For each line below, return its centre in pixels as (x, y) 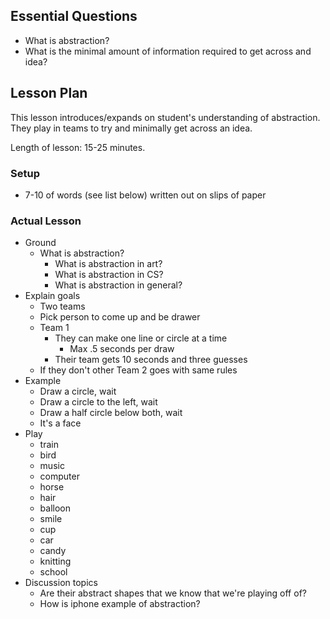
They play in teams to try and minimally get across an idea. (131, 128)
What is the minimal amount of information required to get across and (168, 51)
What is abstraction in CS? (109, 275)
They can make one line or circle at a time (141, 338)
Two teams (62, 306)
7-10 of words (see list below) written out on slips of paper (145, 195)
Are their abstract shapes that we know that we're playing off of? (173, 593)
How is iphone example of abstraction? (120, 604)
